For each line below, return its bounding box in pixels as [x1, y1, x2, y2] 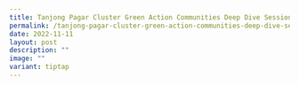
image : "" [9, 54, 46, 63]
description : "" [9, 46, 69, 55]
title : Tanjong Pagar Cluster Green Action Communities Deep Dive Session [9, 12, 293, 22]
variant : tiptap [9, 63, 69, 72]
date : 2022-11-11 [9, 29, 74, 38]
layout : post [9, 37, 58, 47]
